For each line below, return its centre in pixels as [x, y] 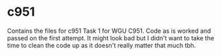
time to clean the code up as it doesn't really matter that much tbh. [102, 45]
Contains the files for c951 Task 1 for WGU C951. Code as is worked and [109, 31]
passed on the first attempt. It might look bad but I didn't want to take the [111, 38]
